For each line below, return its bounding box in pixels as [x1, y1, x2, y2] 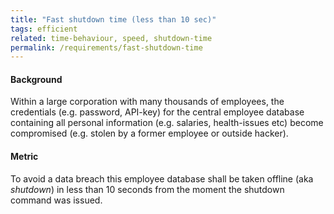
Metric [10, 151, 39, 163]
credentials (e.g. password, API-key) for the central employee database [10, 106, 305, 118]
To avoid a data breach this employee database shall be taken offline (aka [10, 172, 314, 185]
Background [10, 73, 63, 85]
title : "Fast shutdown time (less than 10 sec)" [10, 14, 217, 25]
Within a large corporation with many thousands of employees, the [10, 96, 285, 108]
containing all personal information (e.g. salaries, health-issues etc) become [10, 117, 324, 129]
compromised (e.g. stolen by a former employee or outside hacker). [10, 127, 289, 140]
